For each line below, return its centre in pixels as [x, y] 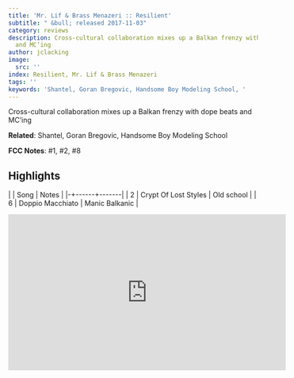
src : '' [28, 67]
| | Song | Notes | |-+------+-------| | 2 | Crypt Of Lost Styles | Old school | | [132, 195]
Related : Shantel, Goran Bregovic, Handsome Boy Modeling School [118, 136]
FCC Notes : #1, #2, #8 [45, 151]
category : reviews [38, 30]
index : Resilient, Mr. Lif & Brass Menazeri [83, 74]
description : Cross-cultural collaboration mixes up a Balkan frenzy [126, 38]
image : [19, 60]
